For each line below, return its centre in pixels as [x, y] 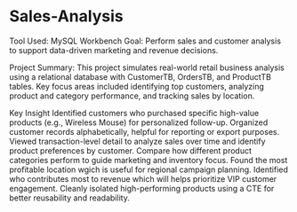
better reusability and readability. [70, 198]
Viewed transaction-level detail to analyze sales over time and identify [137, 141]
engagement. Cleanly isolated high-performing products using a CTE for [142, 188]
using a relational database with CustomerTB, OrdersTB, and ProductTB [140, 76]
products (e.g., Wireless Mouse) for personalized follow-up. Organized [139, 122]
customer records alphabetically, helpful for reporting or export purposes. [144, 131]
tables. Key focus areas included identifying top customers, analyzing [137, 86]
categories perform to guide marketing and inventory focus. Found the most [148, 160]
